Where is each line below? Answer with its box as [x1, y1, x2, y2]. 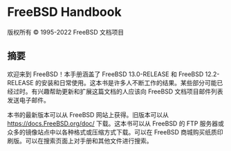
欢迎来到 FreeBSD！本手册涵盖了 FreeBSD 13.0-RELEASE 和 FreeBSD [7, 70, 204, 78]
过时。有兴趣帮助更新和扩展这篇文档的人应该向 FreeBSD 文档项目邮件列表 [12, 87, 223, 96]
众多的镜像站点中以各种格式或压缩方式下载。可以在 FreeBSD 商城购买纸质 [7, 127, 218, 136]
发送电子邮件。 [7, 96, 50, 104]
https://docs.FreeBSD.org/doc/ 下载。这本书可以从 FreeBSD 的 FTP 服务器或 [7, 119, 225, 127]
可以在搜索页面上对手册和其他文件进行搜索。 [25, 136, 153, 145]
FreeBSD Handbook [7, 4, 122, 20]
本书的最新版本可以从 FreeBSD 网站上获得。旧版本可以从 [7, 110, 169, 118]
